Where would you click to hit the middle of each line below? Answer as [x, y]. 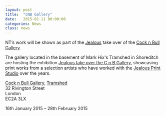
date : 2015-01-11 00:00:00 [35, 19]
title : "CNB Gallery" [29, 14]
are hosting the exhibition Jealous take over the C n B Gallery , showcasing [82, 63]
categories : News [23, 24]
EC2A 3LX [16, 99]
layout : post [19, 10]
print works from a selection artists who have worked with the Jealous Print [83, 68]
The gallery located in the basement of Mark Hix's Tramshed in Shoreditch [82, 57]
